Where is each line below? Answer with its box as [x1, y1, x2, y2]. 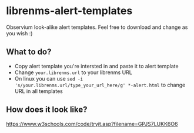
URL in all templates [14, 87, 63, 95]
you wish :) [6, 29, 33, 36]
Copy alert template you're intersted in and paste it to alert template [14, 62, 179, 69]
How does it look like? [6, 105, 88, 115]
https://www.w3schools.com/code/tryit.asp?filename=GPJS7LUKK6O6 [6, 120, 178, 127]
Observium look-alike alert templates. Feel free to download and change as [6, 24, 188, 31]
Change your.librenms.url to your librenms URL [14, 69, 132, 76]
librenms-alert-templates [6, 4, 133, 18]
